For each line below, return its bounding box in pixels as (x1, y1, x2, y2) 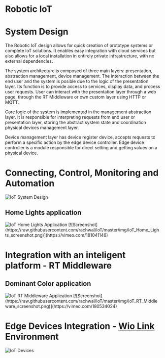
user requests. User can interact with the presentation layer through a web (5, 89, 157, 95)
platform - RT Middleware (5, 260, 112, 271)
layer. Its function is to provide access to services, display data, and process (5, 84, 160, 89)
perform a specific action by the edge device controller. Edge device (5, 139, 144, 145)
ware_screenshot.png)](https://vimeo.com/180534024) (5, 303, 117, 309)
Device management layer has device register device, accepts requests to (5, 134, 156, 140)
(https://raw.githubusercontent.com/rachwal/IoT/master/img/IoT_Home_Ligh (5, 226, 159, 233)
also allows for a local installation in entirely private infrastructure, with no (5, 53, 155, 59)
